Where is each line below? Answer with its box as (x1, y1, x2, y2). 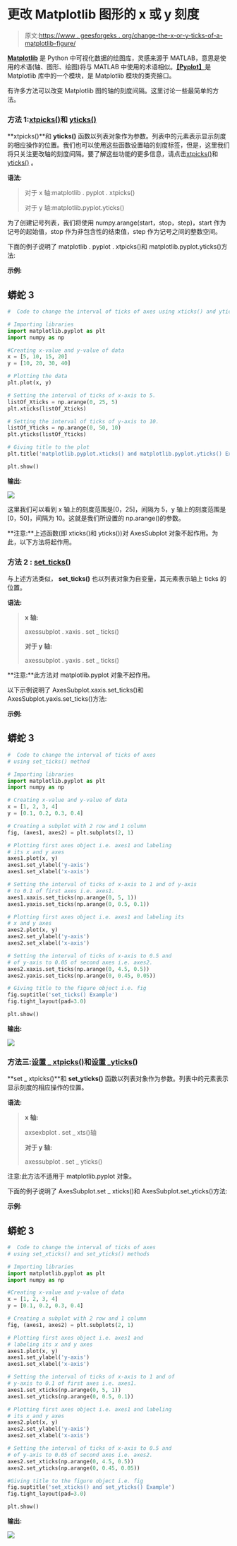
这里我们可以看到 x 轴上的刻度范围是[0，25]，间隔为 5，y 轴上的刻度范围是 (7, 504, 226, 513)
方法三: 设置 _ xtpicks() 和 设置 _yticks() (7, 1057, 138, 1067)
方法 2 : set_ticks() (7, 557, 71, 567)
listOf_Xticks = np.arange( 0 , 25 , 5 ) (7, 399, 119, 406)
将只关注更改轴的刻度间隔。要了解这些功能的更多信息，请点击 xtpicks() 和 (7, 150, 219, 158)
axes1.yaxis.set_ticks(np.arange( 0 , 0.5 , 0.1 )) (7, 900, 150, 908)
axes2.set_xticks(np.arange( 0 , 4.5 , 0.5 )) (7, 1458, 134, 1465)
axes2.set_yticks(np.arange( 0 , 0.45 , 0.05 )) (7, 1464, 140, 1472)
